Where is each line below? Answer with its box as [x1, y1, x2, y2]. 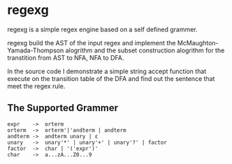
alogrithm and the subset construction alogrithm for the [65, 46, 225, 54]
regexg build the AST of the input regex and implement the [7, 38, 176, 47]
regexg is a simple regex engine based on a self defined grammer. [7, 25, 198, 33]
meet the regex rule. [7, 82, 66, 90]
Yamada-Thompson [7, 46, 64, 54]
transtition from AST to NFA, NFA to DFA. [7, 53, 124, 61]
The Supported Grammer [7, 102, 119, 114]
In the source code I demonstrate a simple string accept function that [7, 67, 207, 75]
